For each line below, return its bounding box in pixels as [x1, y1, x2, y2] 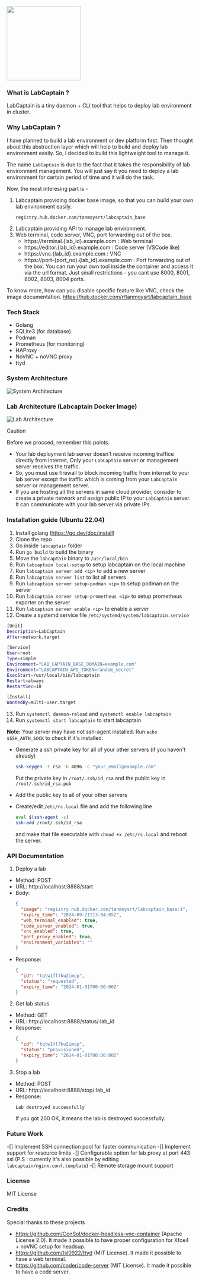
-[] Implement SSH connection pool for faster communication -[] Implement [7, 1143, 191, 1150]
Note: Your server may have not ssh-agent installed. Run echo [7, 728, 158, 736]
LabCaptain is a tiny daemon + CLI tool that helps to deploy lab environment [7, 102, 192, 109]
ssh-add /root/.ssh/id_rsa [15, 819, 82, 825]
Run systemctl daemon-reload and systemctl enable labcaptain [15, 710, 171, 718]
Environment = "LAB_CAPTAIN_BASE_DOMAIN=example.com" [7, 661, 137, 667]
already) [15, 752, 36, 759]
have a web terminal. [15, 1255, 67, 1262]
